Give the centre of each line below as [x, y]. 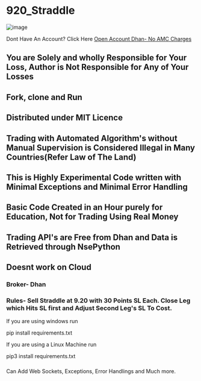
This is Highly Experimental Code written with [94, 178]
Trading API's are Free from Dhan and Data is [92, 237]
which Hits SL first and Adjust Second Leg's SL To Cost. [89, 308]
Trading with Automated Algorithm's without [92, 138]
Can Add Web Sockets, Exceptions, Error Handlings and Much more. [91, 371]
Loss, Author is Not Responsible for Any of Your [97, 67]
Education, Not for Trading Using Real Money [92, 217]
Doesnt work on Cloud [49, 267]
